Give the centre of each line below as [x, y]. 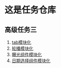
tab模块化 [21, 42]
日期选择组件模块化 [31, 61]
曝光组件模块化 [27, 55]
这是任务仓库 [30, 10]
